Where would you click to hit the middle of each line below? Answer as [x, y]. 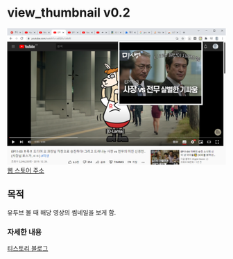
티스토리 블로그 [28, 249]
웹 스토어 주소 [26, 170]
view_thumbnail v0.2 [69, 13]
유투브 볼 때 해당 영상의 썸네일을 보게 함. [62, 212]
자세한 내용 [25, 232]
